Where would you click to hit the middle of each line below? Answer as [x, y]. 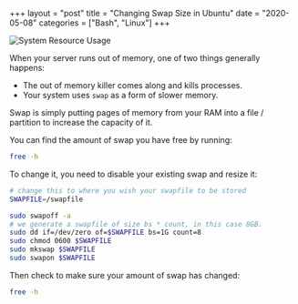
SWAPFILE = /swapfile [46, 199]
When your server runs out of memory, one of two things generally [135, 58]
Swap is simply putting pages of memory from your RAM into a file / [137, 112]
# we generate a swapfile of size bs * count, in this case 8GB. [136, 224]
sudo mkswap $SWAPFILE [52, 249]
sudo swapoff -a [40, 216]
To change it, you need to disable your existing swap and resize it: [134, 174]
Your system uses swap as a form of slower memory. [120, 95]
